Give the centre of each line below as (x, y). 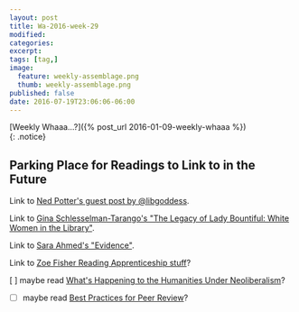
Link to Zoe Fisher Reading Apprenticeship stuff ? (100, 263)
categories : (32, 43)
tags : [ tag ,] (34, 60)
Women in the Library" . (52, 228)
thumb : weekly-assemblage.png (74, 85)
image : (22, 69)
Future (28, 179)
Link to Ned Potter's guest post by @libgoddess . (99, 201)
